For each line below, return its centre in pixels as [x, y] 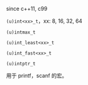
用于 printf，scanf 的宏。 [37, 75]
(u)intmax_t [21, 32]
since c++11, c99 [27, 9]
